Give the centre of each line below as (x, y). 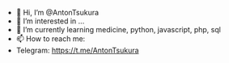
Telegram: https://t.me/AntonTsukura (77, 50)
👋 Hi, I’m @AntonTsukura (57, 13)
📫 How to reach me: (51, 39)
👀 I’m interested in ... (50, 21)
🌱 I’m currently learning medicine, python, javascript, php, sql (118, 29)
